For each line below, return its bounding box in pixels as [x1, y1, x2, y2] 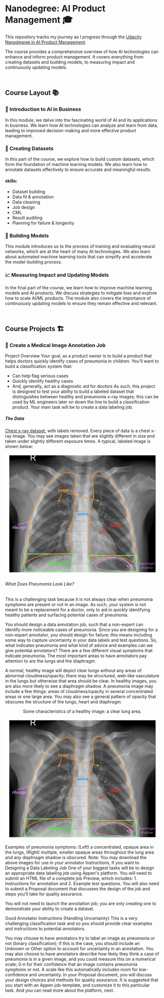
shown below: [5, 444, 33, 449]
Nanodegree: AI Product [5, 3, 106, 14]
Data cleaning [12, 199, 41, 205]
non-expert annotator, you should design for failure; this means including [5, 632, 153, 638]
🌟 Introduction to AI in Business [5, 106, 82, 113]
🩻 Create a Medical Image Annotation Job [5, 342, 106, 349]
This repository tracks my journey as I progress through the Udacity [5, 34, 142, 40]
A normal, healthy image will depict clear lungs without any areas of [5, 667, 142, 673]
